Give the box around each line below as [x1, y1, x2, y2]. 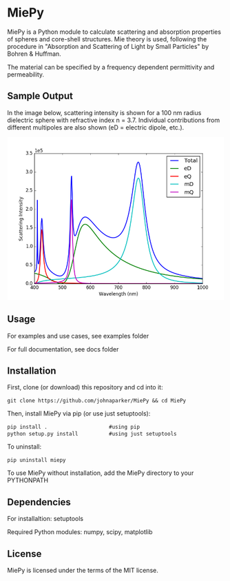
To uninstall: [7, 442, 42, 451]
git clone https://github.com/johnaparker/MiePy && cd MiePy [7, 398, 187, 405]
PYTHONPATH [7, 476, 49, 485]
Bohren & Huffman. [7, 50, 62, 58]
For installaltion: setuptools [7, 515, 84, 523]
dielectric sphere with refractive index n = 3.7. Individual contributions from [7, 116, 220, 124]
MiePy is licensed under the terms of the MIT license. [7, 567, 158, 574]
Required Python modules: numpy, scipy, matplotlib [7, 528, 153, 536]
